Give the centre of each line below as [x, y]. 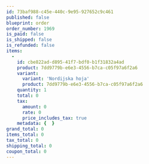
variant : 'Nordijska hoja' [56, 79]
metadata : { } [36, 124]
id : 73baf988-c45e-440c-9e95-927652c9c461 [60, 12]
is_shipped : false [29, 40]
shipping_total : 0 [29, 146]
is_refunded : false [31, 46]
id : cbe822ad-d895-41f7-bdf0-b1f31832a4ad [71, 62]
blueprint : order [28, 23]
